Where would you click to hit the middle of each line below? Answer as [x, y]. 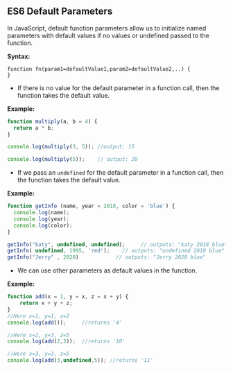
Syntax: [19, 56]
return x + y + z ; [46, 303]
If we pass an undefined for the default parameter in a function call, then [120, 173]
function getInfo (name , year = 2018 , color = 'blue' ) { [91, 206]
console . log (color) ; [43, 225]
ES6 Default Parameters [60, 11]
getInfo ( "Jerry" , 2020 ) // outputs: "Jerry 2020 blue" [107, 257]
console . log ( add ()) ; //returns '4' [65, 322]
